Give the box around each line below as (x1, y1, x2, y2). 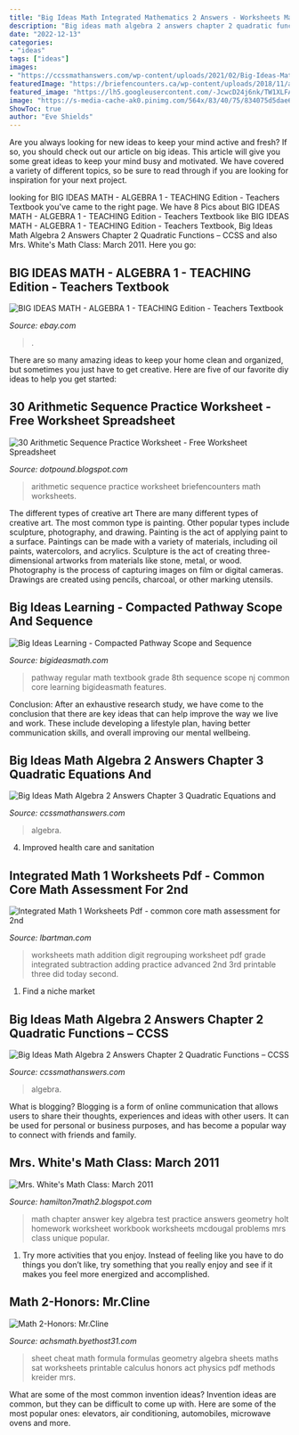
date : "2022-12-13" (9, 29, 82, 38)
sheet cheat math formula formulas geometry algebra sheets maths (30, 1352, 279, 1364)
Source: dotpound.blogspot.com (9, 463, 129, 474)
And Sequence (9, 614, 93, 629)
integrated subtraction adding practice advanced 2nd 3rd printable (30, 959, 277, 970)
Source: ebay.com (9, 320, 77, 331)
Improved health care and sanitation (21, 842, 155, 853)
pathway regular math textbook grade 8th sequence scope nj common (30, 672, 290, 683)
